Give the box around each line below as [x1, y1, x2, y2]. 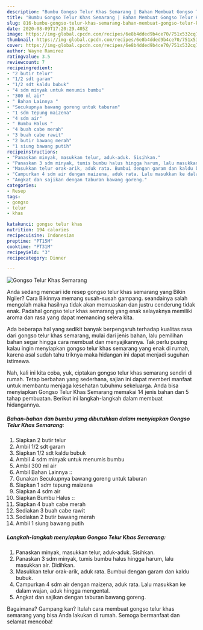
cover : [7, 43, 23, 49]
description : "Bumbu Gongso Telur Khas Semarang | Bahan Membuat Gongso [7, 8, 193, 15]
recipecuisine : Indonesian [7, 232, 75, 239]
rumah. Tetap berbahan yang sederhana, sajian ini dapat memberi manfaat [7, 376, 192, 383]
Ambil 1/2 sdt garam [15, 443, 66, 451]
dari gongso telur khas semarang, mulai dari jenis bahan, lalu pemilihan [7, 332, 183, 339]
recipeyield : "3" [7, 249, 51, 255]
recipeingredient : [7, 64, 53, 71]
